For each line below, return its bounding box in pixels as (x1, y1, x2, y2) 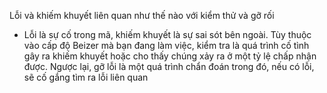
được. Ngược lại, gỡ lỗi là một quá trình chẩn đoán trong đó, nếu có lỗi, (23, 61, 315, 72)
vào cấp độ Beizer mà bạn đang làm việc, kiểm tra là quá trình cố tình (23, 40, 310, 51)
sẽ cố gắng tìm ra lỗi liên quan (23, 71, 149, 83)
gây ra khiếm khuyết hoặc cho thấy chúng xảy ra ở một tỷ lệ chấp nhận (23, 50, 317, 62)
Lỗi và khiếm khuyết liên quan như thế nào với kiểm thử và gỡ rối (9, 10, 275, 21)
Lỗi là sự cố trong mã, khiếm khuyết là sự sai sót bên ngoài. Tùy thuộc (23, 29, 312, 40)
